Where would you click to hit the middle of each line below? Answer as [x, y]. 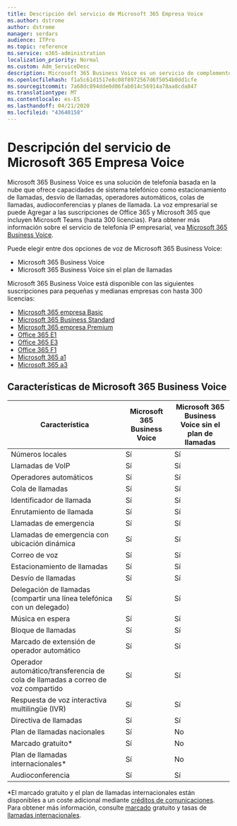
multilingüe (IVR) [38, 709]
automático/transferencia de [58, 670]
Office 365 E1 [37, 335]
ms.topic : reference [38, 47]
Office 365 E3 [38, 342]
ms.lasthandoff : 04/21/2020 [49, 106]
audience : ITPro [31, 40]
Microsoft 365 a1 [42, 357]
